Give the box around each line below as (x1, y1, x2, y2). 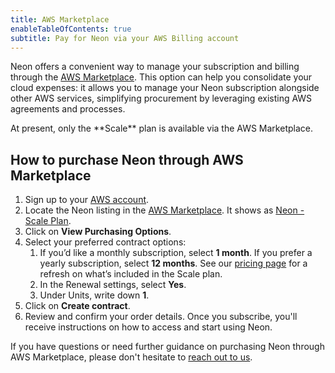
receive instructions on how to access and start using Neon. (24, 321, 273, 333)
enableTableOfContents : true (10, 24, 132, 34)
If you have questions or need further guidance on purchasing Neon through (10, 341, 325, 353)
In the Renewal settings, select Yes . (39, 279, 187, 291)
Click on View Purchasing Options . (24, 226, 172, 238)
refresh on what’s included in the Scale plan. (39, 268, 223, 280)
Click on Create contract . (24, 300, 131, 312)
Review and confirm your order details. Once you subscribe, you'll (24, 311, 298, 323)
